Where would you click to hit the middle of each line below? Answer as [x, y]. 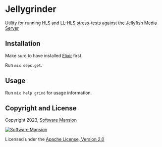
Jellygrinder [31, 9]
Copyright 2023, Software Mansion [41, 120]
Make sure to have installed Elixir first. [44, 55]
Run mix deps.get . [24, 65]
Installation [23, 44]
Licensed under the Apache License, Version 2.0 [55, 139]
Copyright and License [41, 108]
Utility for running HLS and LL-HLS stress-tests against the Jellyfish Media [81, 23]
